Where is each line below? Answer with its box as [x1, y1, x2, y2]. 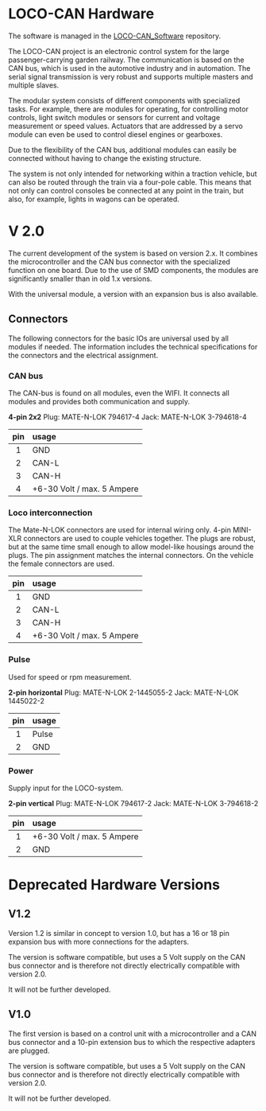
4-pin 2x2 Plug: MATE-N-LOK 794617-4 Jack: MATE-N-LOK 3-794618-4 [8, 411, 248, 422]
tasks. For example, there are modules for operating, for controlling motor [8, 104, 249, 114]
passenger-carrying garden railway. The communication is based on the [8, 55, 245, 64]
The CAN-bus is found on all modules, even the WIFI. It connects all [8, 388, 230, 398]
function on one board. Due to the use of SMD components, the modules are [8, 265, 259, 275]
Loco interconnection [8, 507, 93, 518]
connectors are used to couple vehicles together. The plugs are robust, [23, 534, 256, 544]
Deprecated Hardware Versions [8, 876, 221, 894]
